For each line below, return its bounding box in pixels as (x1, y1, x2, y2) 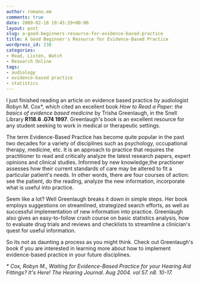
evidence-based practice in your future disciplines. (6, 251, 131, 258)
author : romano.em (6, 8, 52, 15)
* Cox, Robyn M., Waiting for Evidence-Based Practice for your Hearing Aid (6, 262, 191, 270)
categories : (6, 47, 36, 53)
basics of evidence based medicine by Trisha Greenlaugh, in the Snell (6, 109, 177, 116)
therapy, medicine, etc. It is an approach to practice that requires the (6, 146, 174, 153)
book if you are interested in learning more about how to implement (6, 245, 171, 252)
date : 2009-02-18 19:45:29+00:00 (6, 20, 89, 26)
